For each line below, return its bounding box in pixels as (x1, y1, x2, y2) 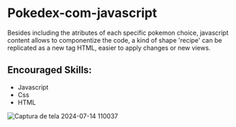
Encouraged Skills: (7, 64, 92, 76)
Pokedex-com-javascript (7, 5, 157, 21)
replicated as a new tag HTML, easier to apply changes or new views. (7, 43, 211, 52)
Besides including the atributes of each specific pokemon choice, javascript (7, 28, 229, 37)
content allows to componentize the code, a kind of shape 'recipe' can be (7, 35, 223, 44)
